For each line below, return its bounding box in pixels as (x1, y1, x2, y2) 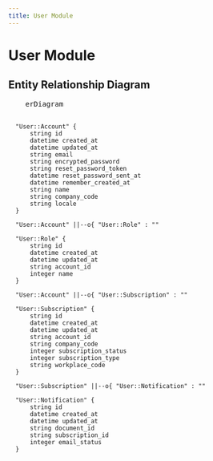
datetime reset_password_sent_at (29, 172, 142, 180)
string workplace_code (29, 361, 106, 369)
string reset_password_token (29, 164, 127, 172)
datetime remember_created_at (29, 178, 131, 187)
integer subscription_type (29, 354, 120, 362)
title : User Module (8, 11, 74, 20)
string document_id (29, 424, 94, 432)
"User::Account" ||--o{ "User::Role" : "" (15, 220, 159, 228)
